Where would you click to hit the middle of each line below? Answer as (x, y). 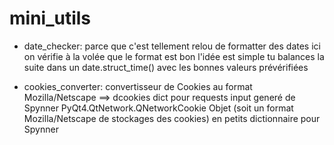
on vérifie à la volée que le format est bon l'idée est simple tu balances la (174, 56)
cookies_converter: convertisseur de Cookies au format (138, 86)
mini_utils (50, 18)
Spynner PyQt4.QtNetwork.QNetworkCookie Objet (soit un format (158, 108)
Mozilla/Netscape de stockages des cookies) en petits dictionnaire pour (172, 118)
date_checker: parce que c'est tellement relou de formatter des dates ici (172, 46)
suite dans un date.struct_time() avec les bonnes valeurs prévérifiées (166, 67)
